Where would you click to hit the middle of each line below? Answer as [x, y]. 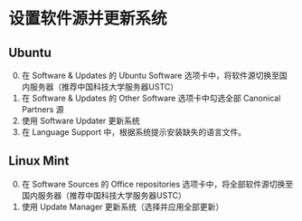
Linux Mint [39, 161]
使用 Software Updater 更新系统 [81, 120]
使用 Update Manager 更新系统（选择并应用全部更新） [123, 207]
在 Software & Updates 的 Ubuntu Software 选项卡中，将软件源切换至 [150, 75]
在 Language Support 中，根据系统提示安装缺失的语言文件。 [133, 132]
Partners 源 [42, 109]
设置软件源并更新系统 [88, 19]
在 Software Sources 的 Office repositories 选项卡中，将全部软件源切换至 [157, 184]
